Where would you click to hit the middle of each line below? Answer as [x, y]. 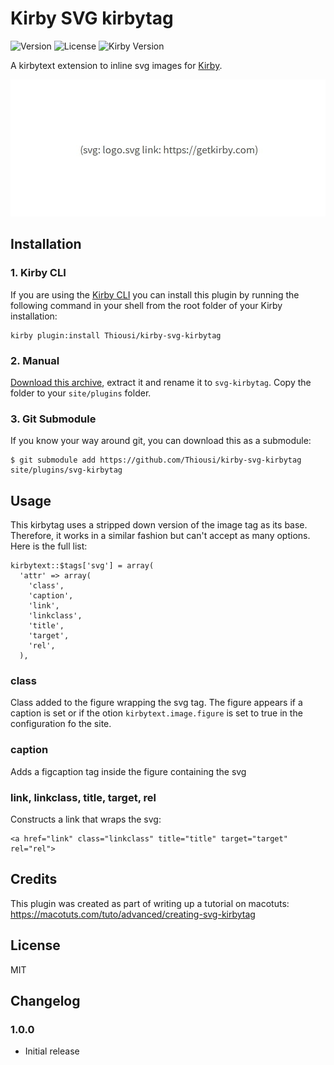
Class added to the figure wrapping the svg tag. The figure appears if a [156, 703]
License [35, 945]
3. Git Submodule [53, 419]
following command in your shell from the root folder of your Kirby [146, 305]
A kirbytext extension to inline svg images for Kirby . [116, 65]
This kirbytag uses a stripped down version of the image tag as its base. [159, 525]
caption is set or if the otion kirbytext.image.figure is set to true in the [156, 713]
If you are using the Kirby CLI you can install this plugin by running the [155, 294]
